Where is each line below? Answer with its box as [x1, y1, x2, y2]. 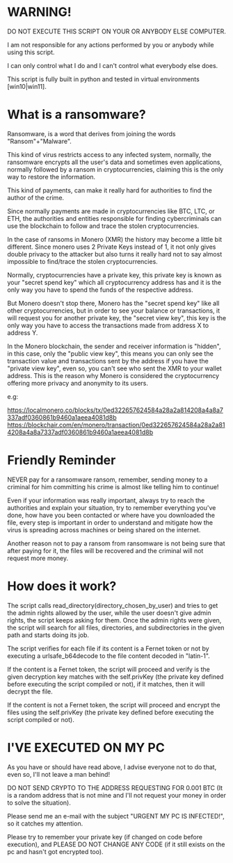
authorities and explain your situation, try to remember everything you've [7, 503, 216, 511]
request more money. [7, 554, 69, 562]
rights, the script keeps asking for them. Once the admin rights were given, [7, 616, 222, 624]
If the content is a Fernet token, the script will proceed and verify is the [7, 665, 210, 673]
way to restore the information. [7, 172, 96, 181]
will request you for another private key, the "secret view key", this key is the [7, 313, 227, 322]
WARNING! [7, 4, 72, 20]
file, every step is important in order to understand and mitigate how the [7, 518, 214, 527]
